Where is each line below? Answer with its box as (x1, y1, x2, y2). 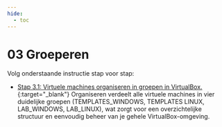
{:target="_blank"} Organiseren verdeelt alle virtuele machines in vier (17, 90, 215, 99)
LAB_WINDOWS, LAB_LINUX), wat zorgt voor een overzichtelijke (17, 105, 203, 113)
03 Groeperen (7, 46, 89, 62)
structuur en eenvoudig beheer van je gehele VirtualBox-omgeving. (17, 112, 210, 121)
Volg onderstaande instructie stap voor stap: (7, 69, 135, 78)
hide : (7, 10, 23, 17)
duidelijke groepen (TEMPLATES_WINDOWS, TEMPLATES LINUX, (17, 98, 205, 106)
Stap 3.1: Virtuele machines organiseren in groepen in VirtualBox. (17, 83, 203, 91)
